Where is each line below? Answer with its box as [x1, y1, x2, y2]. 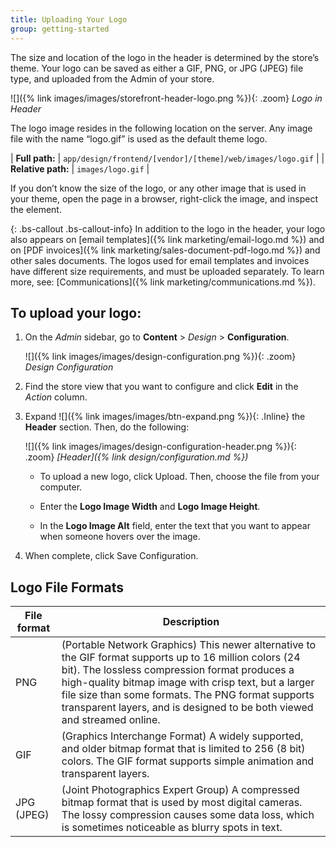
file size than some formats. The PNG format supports [61, 688, 315, 702]
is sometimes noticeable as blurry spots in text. [61, 821, 283, 835]
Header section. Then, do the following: [24, 421, 190, 433]
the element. [10, 203, 62, 215]
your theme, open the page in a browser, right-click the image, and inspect [10, 192, 318, 205]
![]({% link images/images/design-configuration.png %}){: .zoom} [24, 351, 297, 363]
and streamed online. [61, 713, 161, 727]
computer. [39, 481, 83, 493]
